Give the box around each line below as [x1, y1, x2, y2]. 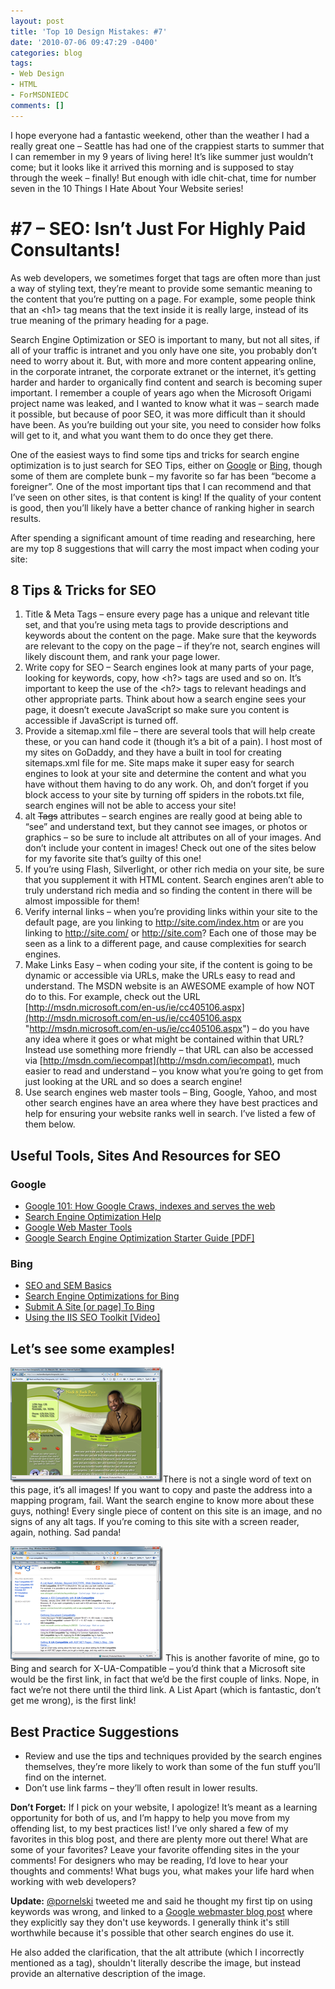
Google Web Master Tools [24, 1221, 133, 1234]
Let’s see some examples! [10, 1340, 176, 1357]
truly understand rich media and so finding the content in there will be [24, 885, 313, 897]
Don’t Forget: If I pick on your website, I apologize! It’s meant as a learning [10, 1801, 318, 1813]
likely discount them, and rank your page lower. [24, 651, 221, 663]
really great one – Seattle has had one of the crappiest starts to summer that [10, 140, 325, 152]
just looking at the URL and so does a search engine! [24, 1076, 243, 1088]
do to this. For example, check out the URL [24, 991, 201, 1003]
